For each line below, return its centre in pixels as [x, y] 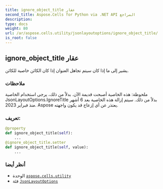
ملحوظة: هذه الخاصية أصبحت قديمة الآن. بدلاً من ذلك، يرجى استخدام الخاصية [76, 94]
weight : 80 [17, 29]
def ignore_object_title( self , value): [47, 147]
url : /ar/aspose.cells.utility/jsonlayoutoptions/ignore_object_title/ [81, 33]
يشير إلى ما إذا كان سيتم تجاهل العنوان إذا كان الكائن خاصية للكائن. [67, 70]
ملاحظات [15, 83]
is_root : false [21, 38]
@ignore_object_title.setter [36, 142]
